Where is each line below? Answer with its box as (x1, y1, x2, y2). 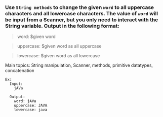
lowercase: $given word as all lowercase (17, 53, 100, 59)
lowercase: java (14, 108, 48, 113)
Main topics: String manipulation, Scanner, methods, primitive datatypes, (5, 62, 153, 68)
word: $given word (17, 34, 56, 39)
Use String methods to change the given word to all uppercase (5, 4, 154, 11)
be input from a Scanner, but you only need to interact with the (5, 16, 158, 23)
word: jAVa (14, 99, 37, 104)
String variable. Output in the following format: (5, 22, 120, 29)
